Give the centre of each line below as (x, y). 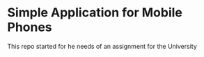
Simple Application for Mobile (95, 13)
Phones (30, 27)
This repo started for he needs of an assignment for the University (102, 46)
